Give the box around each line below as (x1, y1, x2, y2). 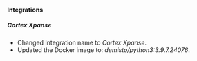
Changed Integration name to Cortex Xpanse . (17, 38, 147, 47)
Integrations (7, 5, 44, 14)
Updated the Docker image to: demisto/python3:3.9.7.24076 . (17, 45, 190, 54)
